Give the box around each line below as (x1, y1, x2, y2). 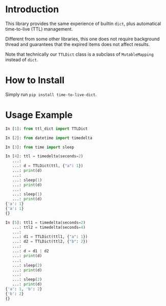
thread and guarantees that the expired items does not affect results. (5, 41, 150, 47)
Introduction (5, 4, 59, 15)
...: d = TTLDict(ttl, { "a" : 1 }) (12, 163, 83, 169)
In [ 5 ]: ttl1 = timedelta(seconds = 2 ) (5, 220, 86, 225)
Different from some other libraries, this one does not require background (5, 36, 160, 42)
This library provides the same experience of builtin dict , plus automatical (5, 20, 161, 27)
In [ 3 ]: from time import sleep (5, 145, 74, 150)
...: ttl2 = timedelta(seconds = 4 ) (12, 225, 86, 230)
